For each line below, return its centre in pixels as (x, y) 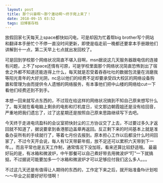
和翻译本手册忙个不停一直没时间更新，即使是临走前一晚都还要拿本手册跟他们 (81, 44)
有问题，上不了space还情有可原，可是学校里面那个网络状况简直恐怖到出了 (79, 66)
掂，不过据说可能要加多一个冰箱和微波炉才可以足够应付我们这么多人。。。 (77, 159)
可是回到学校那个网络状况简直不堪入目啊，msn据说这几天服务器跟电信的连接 (81, 60)
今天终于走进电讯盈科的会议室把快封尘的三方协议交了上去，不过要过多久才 (79, 123)
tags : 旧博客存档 (23, 23)
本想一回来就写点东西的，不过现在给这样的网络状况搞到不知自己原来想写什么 (81, 100)
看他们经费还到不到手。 (28, 90)
